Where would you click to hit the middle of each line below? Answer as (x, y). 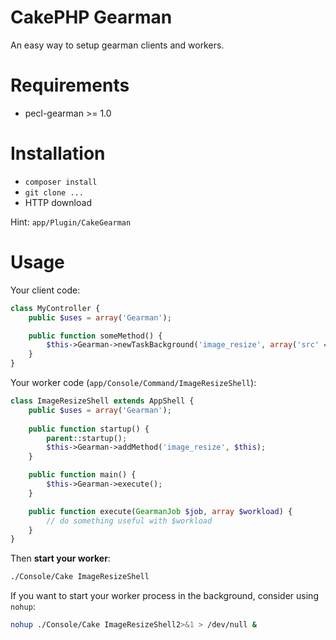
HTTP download (58, 202)
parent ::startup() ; (87, 438)
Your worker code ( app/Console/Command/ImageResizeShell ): (133, 382)
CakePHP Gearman (91, 17)
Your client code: (45, 290)
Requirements (70, 85)
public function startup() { (89, 429)
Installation (58, 153)
